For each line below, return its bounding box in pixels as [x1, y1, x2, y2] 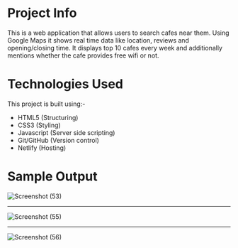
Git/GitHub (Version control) [17, 136, 99, 144]
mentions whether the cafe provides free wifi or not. [7, 51, 159, 60]
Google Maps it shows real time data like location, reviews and [7, 36, 190, 44]
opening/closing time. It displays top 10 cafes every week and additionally [7, 43, 223, 52]
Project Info [7, 5, 77, 21]
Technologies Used [7, 76, 124, 92]
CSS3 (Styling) [17, 121, 62, 129]
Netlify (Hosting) [17, 144, 67, 152]
